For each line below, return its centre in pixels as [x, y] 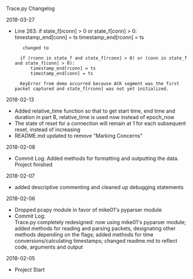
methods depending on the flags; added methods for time [84, 235]
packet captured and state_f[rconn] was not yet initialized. [92, 89]
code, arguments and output [49, 247]
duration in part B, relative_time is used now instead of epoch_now [94, 117]
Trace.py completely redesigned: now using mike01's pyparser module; [100, 222]
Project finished [33, 165]
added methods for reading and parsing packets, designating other [95, 228]
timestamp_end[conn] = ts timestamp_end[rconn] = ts [79, 37]
